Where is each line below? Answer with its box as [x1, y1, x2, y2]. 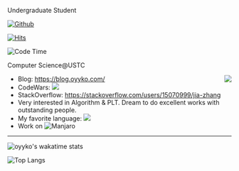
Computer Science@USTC [7, 61, 85, 70]
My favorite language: [17, 114, 83, 123]
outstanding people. [17, 106, 77, 114]
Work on [17, 122, 43, 130]
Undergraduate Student [7, 6, 77, 14]
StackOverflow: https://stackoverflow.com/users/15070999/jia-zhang [17, 91, 221, 99]
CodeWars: [17, 83, 51, 92]
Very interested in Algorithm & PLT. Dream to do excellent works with [17, 99, 220, 106]
